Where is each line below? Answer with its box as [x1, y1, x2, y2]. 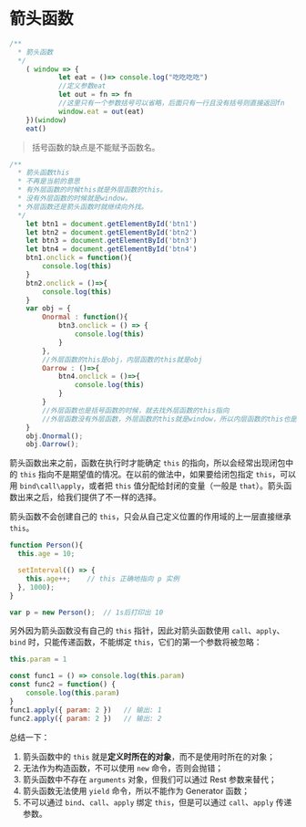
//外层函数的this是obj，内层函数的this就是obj [42, 355, 203, 364]
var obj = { [25, 304, 71, 313]
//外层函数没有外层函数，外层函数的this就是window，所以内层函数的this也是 [42, 414, 298, 424]
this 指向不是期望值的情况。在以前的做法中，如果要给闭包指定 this [19, 469, 273, 480]
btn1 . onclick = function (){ [25, 253, 132, 263]
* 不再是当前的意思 [17, 177, 80, 186]
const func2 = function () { [9, 680, 117, 689]
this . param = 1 [9, 654, 67, 665]
